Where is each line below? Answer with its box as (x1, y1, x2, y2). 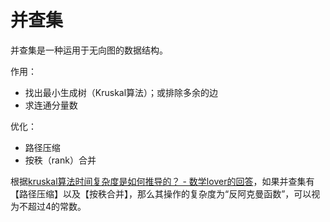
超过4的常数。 (27, 200, 87, 212)
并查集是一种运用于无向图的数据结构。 (10, 44, 168, 56)
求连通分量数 (24, 99, 78, 111)
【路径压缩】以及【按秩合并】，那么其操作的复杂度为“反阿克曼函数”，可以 (10, 187, 312, 200)
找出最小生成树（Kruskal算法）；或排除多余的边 (24, 86, 219, 98)
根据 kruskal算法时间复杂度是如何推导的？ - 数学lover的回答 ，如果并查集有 (10, 175, 315, 187)
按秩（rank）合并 (24, 154, 97, 166)
